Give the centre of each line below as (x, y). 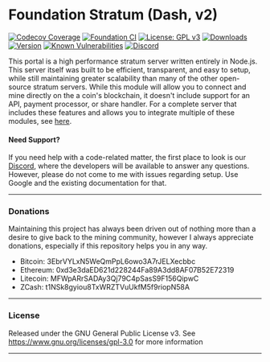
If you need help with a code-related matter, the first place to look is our (127, 158)
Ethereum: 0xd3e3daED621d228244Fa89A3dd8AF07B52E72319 (127, 270)
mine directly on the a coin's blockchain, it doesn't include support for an (129, 95)
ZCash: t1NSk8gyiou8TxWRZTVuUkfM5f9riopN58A (105, 287)
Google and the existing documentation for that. (88, 183)
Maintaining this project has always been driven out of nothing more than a (132, 229)
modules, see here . (40, 121)
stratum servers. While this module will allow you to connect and (140, 87)
